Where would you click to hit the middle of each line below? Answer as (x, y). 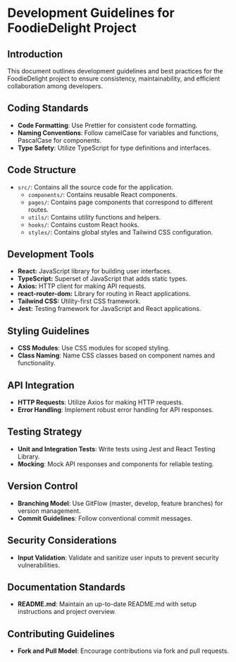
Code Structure (42, 170)
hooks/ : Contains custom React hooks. (83, 225)
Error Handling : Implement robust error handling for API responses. (116, 410)
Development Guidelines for (91, 13)
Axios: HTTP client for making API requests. (82, 286)
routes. (38, 209)
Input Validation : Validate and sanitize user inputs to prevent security (118, 557)
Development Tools (51, 255)
